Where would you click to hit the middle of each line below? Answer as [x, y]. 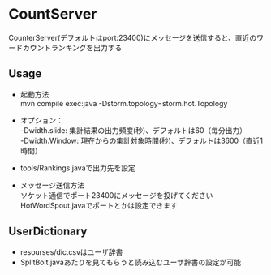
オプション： [41, 120]
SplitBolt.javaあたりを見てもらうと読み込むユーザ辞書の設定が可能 [131, 262]
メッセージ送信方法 [52, 185]
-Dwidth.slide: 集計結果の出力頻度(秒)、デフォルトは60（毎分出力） [133, 130]
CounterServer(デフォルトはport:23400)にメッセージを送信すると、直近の [133, 37]
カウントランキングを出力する [72, 47]
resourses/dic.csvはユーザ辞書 [71, 251]
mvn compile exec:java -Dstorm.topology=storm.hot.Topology [124, 103]
